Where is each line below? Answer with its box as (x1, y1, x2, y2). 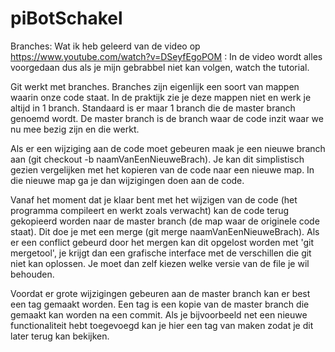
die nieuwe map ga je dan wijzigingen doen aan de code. (10, 174, 245, 186)
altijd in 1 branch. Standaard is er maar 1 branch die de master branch (10, 102, 296, 114)
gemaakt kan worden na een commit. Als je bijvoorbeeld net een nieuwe (10, 308, 308, 321)
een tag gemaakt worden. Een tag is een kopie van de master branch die (10, 298, 310, 310)
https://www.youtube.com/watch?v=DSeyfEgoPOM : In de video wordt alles (10, 50, 323, 62)
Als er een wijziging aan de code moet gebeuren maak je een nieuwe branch (10, 142, 326, 154)
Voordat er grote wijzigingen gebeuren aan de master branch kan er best (10, 287, 311, 299)
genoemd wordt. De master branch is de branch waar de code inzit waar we (10, 112, 324, 124)
